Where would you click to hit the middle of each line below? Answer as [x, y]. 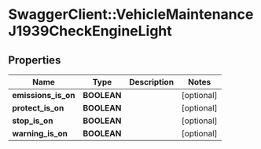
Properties [35, 60]
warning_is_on [40, 133]
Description [152, 82]
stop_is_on [33, 121]
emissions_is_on [44, 95]
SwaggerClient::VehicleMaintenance [131, 15]
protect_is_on [38, 108]
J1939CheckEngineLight [90, 31]
